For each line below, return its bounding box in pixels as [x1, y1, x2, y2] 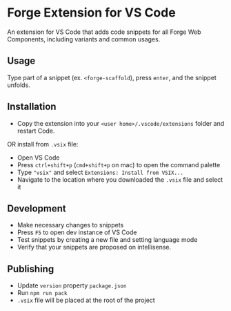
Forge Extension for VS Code [7, 5, 176, 21]
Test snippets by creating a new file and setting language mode [17, 236, 198, 244]
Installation [7, 101, 57, 113]
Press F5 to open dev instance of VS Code [17, 228, 137, 236]
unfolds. [7, 81, 31, 89]
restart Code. [17, 126, 55, 135]
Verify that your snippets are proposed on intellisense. [17, 243, 172, 252]
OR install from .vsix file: [7, 140, 79, 148]
